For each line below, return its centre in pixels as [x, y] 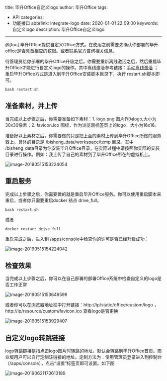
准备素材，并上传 [31, 106]
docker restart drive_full [33, 229]
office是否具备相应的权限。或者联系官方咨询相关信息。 [61, 51]
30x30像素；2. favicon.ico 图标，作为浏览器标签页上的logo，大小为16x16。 [82, 125]
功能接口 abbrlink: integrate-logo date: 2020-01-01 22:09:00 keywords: [85, 23]
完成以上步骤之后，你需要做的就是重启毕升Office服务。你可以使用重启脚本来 [83, 194]
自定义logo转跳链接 [35, 338]
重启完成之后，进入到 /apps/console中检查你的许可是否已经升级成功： [77, 239]
